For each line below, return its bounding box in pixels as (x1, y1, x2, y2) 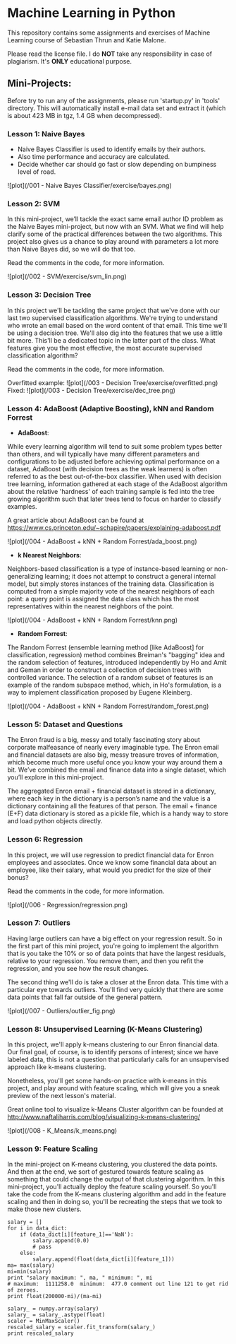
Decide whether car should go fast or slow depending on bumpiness (17, 160, 217, 169)
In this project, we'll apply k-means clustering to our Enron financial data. (7, 1040, 220, 1049)
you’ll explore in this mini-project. (7, 773, 104, 782)
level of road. (17, 167, 56, 176)
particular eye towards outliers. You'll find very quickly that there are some (7, 985, 224, 994)
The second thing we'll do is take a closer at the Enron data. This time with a (7, 977, 229, 986)
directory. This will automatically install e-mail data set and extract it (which (7, 104, 226, 112)
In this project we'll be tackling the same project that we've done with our (7, 306, 220, 314)
